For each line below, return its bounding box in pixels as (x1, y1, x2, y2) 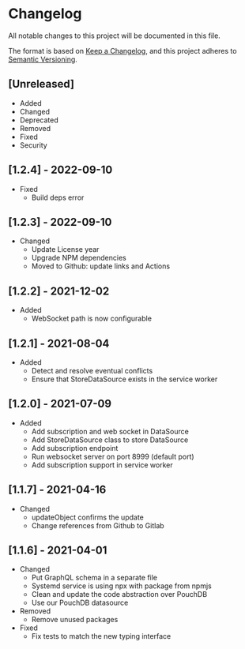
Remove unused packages (31, 615, 119, 625)
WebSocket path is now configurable (31, 313, 153, 324)
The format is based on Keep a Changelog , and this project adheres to (8, 46, 237, 55)
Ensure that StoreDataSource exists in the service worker (31, 374, 218, 384)
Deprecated (19, 115, 59, 125)
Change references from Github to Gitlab (31, 520, 164, 530)
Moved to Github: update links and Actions (31, 261, 171, 271)
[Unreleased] (8, 77, 75, 91)
